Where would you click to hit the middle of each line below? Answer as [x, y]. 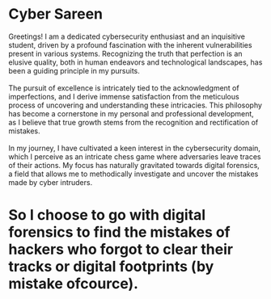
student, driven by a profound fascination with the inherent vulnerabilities [130, 44]
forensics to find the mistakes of [119, 232]
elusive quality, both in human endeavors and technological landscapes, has [135, 62]
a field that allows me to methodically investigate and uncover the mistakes [133, 174]
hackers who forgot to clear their [121, 249]
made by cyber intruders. [51, 182]
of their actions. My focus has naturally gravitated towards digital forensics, [134, 165]
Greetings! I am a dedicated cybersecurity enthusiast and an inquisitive [127, 36]
